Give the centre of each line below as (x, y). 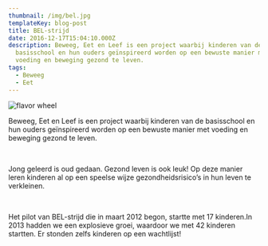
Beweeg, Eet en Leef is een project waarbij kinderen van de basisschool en (132, 121)
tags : (17, 68)
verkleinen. (27, 185)
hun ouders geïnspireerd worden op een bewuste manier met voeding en (128, 129)
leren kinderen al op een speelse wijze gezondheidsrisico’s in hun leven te (130, 177)
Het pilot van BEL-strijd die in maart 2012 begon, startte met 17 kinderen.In (130, 216)
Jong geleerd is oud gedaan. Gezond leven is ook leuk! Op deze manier (126, 169)
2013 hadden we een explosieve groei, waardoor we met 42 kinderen (122, 225)
